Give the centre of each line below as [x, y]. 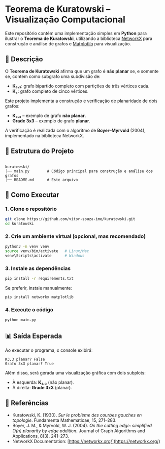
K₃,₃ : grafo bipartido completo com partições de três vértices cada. [81, 86]
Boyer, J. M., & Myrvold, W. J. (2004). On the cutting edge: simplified [82, 425]
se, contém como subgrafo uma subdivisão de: [53, 76]
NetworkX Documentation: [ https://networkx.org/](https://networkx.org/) [86, 441]
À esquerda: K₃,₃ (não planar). [43, 382]
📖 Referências [27, 403]
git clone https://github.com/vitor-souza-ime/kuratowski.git [70, 219]
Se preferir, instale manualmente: [39, 288]
